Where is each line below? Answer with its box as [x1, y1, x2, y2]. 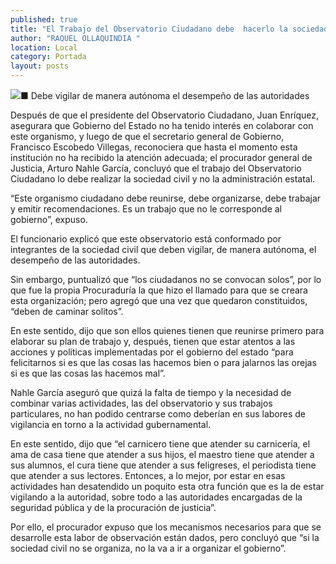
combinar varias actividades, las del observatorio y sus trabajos [10, 397, 273, 409]
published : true [10, 14, 78, 25]
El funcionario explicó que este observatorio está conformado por [10, 233, 282, 245]
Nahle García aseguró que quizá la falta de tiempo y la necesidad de [10, 387, 292, 398]
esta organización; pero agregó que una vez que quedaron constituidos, [10, 295, 308, 306]
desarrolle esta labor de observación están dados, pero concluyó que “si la [10, 532, 320, 543]
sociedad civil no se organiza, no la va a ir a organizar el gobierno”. [10, 542, 287, 554]
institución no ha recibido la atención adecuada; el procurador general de [10, 152, 313, 163]
